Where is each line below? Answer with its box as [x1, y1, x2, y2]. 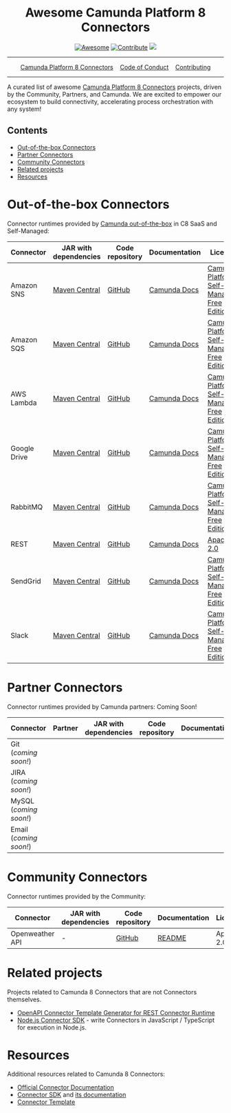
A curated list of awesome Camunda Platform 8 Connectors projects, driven [7, 83, 222, 91]
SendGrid [10, 576, 41, 585]
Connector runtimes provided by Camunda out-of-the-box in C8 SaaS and [7, 219, 218, 228]
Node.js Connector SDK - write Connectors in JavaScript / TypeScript [16, 1016, 215, 1024]
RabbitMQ [10, 502, 43, 512]
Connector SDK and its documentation [16, 1091, 126, 1099]
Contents [7, 125, 48, 137]
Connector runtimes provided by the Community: [7, 892, 146, 901]
